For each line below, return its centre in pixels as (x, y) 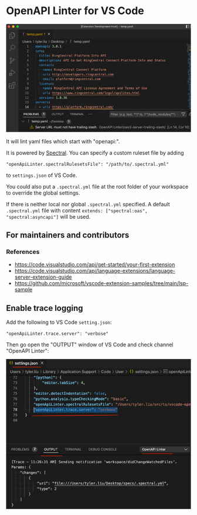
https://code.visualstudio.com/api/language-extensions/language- (95, 271)
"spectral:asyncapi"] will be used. (48, 216)
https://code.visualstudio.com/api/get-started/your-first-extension (95, 265)
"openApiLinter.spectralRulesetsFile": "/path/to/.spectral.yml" (87, 164)
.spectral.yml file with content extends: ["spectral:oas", (77, 210)
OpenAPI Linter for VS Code (75, 11)
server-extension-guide (43, 277)
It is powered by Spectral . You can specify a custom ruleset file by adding (95, 153)
